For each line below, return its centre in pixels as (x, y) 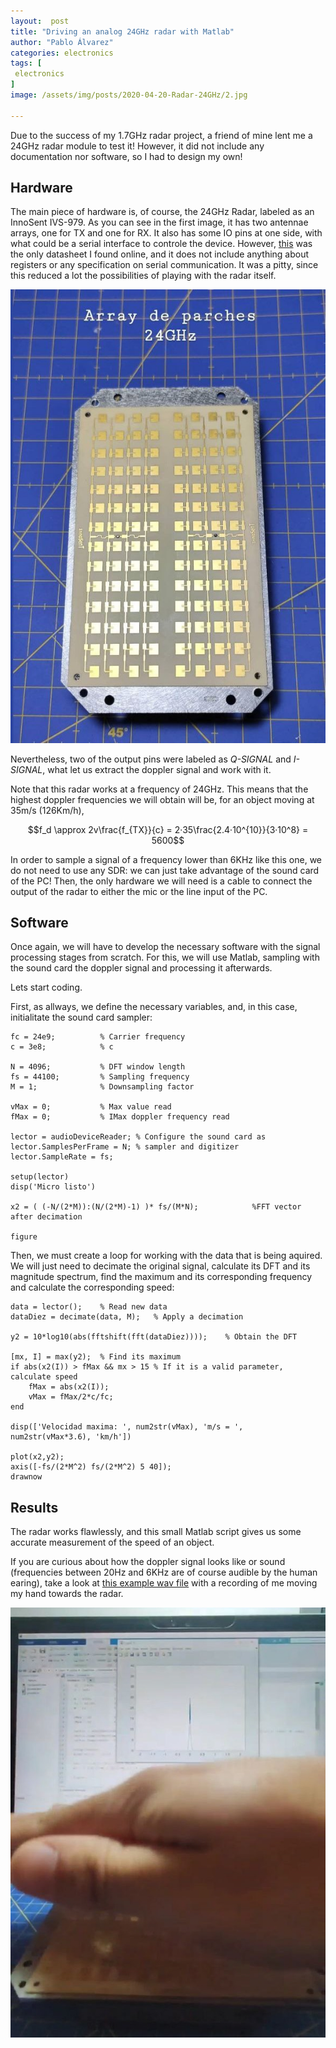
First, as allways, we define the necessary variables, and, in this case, (154, 1007)
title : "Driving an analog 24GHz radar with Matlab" (122, 31)
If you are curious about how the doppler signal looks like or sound (148, 1562)
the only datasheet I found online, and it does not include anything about (160, 254)
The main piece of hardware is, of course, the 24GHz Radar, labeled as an (162, 212)
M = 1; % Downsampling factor (102, 1087)
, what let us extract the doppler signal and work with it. (157, 769)
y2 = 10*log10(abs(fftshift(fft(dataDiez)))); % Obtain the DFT (154, 1337)
